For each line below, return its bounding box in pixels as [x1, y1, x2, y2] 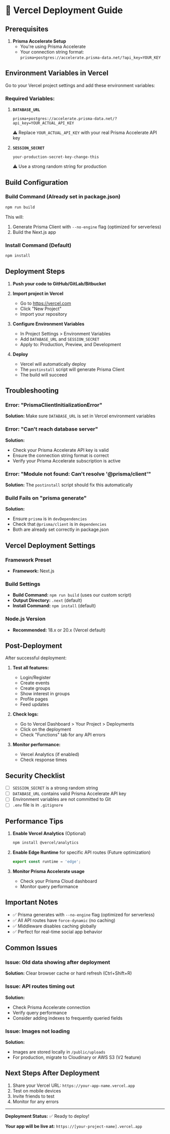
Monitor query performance [20, 883, 78, 890]
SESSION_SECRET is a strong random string [12, 785, 98, 791]
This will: [5, 214, 24, 220]
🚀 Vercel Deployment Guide [5, 5, 123, 16]
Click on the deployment [20, 726, 71, 733]
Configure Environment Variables [12, 321, 84, 327]
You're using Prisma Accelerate [20, 44, 86, 50]
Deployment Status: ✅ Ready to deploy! [5, 1113, 90, 1119]
